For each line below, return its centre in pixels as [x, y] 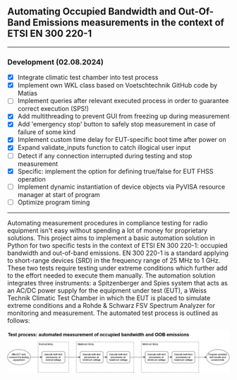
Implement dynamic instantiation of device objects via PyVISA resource [121, 186]
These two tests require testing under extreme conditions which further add [117, 268]
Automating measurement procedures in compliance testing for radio [108, 222]
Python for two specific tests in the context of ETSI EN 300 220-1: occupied [117, 245]
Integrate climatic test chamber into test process [88, 78]
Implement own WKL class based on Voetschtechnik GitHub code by [117, 85]
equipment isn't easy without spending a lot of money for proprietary [108, 230]
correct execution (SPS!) [53, 109]
